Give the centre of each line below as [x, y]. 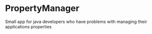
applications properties [28, 26]
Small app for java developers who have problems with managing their [76, 22]
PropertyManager [42, 8]
